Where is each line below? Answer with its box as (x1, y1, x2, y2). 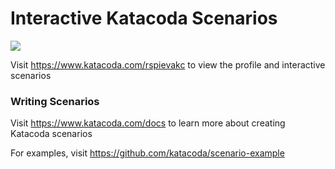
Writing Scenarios (10, 94, 100, 108)
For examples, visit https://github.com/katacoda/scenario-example (10, 147, 285, 159)
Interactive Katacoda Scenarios (10, 7, 278, 30)
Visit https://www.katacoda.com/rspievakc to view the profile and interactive (10, 58, 326, 71)
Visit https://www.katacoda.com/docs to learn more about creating (10, 117, 286, 129)
